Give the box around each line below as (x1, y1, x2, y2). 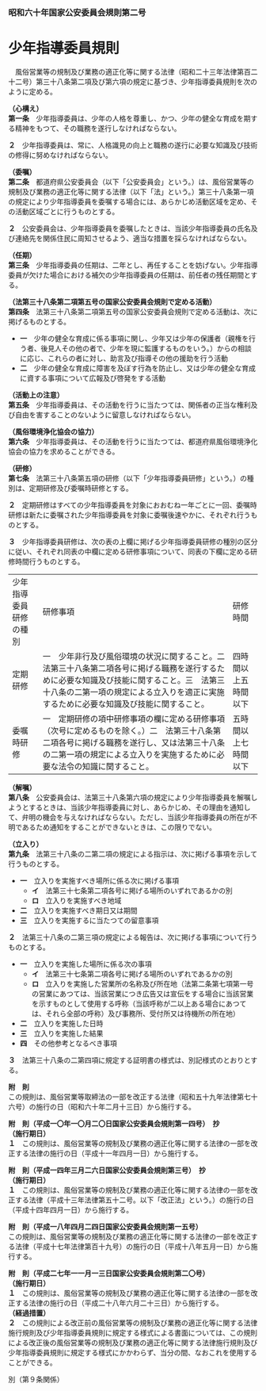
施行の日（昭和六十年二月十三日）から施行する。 (35, 1102, 196, 1111)
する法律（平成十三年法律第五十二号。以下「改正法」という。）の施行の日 (14, 1195, 255, 1205)
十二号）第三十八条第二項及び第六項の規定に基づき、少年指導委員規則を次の (8, 77, 258, 86)
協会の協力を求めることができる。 (8, 446, 120, 456)
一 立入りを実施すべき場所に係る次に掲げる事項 (19, 876, 180, 885)
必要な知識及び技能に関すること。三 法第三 (58, 674, 226, 685)
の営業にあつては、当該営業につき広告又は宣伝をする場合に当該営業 (31, 989, 254, 998)
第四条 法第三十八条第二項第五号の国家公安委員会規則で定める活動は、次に (8, 307, 258, 316)
